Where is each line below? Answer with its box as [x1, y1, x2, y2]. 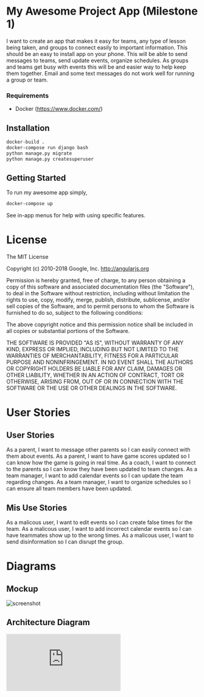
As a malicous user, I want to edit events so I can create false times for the [6, 519, 193, 526]
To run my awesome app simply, [6, 189, 88, 196]
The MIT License [6, 253, 49, 261]
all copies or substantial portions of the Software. [6, 327, 130, 335]
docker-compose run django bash [6, 144, 88, 150]
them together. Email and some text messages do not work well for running [6, 69, 195, 77]
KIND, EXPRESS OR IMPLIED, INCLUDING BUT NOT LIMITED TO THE [6, 346, 179, 353]
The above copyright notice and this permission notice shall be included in [6, 321, 193, 328]
